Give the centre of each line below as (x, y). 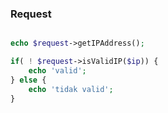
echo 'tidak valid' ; (71, 89)
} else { (28, 80)
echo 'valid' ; (57, 71)
